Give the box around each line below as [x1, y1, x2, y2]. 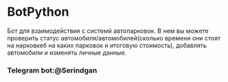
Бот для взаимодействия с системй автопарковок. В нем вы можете [7, 27, 209, 35]
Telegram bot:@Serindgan [7, 66, 98, 75]
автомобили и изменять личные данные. [7, 49, 127, 57]
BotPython [7, 4, 69, 20]
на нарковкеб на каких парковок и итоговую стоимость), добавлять [7, 41, 207, 49]
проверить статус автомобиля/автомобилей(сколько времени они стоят [7, 33, 221, 42]
